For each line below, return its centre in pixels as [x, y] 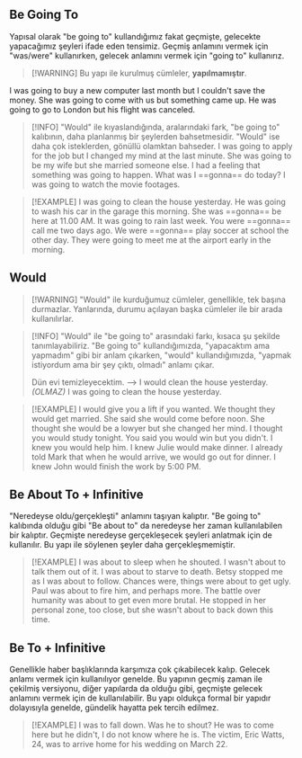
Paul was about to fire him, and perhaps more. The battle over [146, 591]
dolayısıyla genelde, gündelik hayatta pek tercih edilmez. [114, 708]
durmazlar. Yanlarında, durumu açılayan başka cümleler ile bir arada [157, 308]
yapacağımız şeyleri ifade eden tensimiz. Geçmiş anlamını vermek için [139, 46]
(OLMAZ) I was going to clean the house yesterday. [126, 391]
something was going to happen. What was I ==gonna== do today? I [158, 174]
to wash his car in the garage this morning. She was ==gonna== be [156, 211]
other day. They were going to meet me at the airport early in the [151, 240]
